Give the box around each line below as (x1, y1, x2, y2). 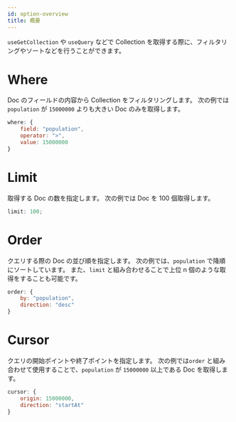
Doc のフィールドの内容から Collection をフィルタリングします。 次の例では (7, 96, 230, 104)
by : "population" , (20, 295, 75, 302)
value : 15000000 (20, 139, 69, 146)
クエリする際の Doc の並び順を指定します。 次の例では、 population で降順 (7, 256, 226, 265)
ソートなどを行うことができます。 (26, 46, 126, 55)
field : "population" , (20, 126, 84, 133)
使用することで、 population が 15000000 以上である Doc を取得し (31, 365, 222, 374)
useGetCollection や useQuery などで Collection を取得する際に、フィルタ (7, 37, 222, 46)
